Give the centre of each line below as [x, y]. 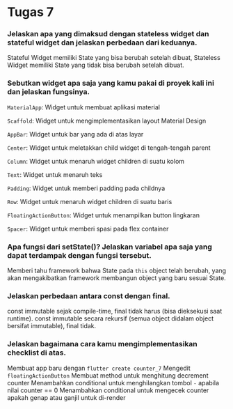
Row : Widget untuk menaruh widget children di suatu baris [90, 201]
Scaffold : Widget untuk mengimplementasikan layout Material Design [107, 121]
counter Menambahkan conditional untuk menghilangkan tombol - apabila [113, 383]
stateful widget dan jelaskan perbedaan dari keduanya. [102, 43]
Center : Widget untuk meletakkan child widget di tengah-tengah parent [109, 148]
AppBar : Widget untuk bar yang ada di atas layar [75, 134]
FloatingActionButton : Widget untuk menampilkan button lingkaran [104, 215]
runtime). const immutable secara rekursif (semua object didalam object [111, 318]
